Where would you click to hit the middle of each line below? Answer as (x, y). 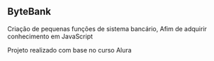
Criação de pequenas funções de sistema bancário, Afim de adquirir (107, 28)
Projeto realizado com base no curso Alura (70, 50)
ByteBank (29, 12)
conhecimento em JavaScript (50, 36)
